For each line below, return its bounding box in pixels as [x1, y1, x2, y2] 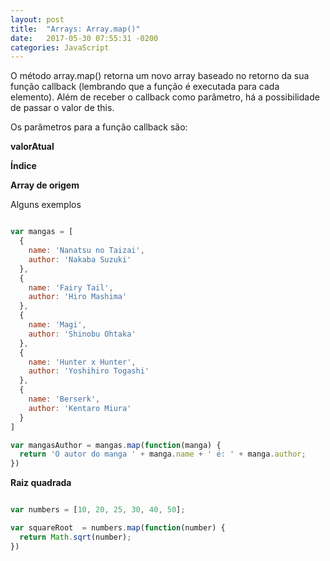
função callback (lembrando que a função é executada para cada [10, 81, 280, 93]
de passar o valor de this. [10, 102, 115, 114]
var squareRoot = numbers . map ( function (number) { [10, 523, 226, 533]
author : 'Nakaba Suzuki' [28, 254, 132, 265]
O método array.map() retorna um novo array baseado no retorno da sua [10, 70, 310, 82]
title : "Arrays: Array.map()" [10, 24, 141, 34]
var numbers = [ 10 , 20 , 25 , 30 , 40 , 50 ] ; [10, 505, 186, 515]
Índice [10, 160, 37, 172]
